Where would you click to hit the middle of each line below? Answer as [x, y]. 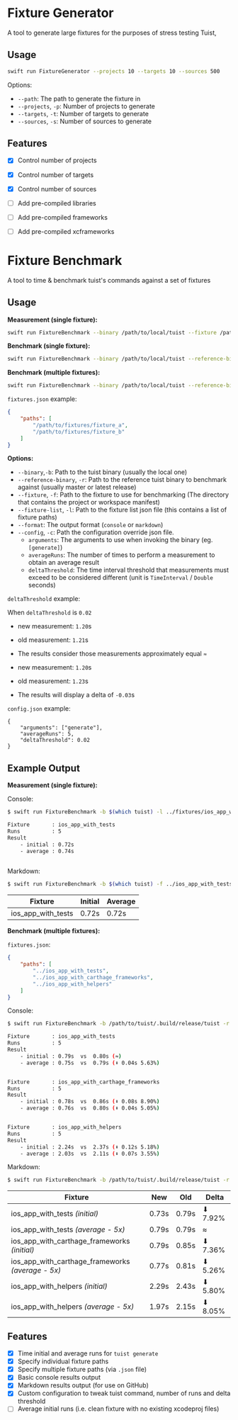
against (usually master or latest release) [77, 488]
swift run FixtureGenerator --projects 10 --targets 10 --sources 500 [114, 71]
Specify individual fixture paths [63, 1361]
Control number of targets [56, 174]
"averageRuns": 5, [47, 734]
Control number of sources [57, 188]
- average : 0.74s [47, 851]
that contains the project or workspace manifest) [89, 502]
